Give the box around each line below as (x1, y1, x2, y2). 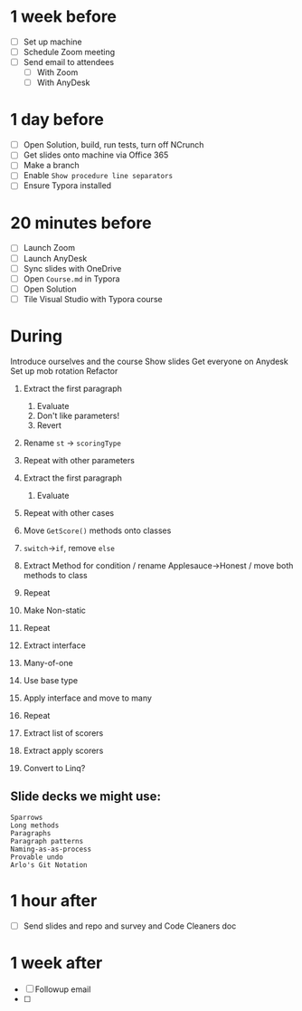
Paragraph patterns (10, 836, 84, 845)
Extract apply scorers (23, 745, 104, 756)
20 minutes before (10, 213, 152, 233)
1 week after (10, 952, 103, 973)
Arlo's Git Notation (10, 860, 89, 870)
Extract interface (23, 640, 87, 651)
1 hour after (10, 890, 98, 911)
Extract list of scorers (23, 727, 104, 739)
